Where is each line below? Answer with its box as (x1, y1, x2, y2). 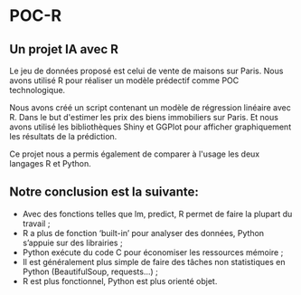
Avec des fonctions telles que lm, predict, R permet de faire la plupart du (22, 208, 293, 219)
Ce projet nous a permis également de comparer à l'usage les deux (9, 148, 260, 159)
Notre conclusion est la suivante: (9, 185, 199, 200)
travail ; (22, 218, 51, 229)
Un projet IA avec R (9, 42, 119, 57)
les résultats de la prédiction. (9, 131, 118, 141)
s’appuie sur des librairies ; (22, 237, 124, 248)
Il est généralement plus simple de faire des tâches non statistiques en (22, 256, 286, 267)
